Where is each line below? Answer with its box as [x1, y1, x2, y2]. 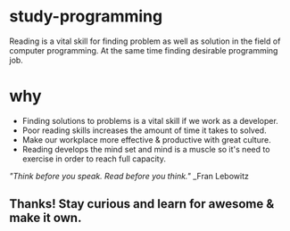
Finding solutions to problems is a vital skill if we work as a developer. [21, 115, 278, 126]
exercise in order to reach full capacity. [21, 153, 167, 164]
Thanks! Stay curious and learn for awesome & [9, 196, 275, 211]
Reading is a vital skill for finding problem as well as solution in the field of [9, 36, 281, 46]
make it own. [9, 210, 82, 226]
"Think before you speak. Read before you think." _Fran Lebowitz [9, 170, 250, 181]
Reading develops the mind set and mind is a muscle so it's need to [21, 144, 270, 154]
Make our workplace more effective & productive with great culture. [21, 134, 271, 144]
